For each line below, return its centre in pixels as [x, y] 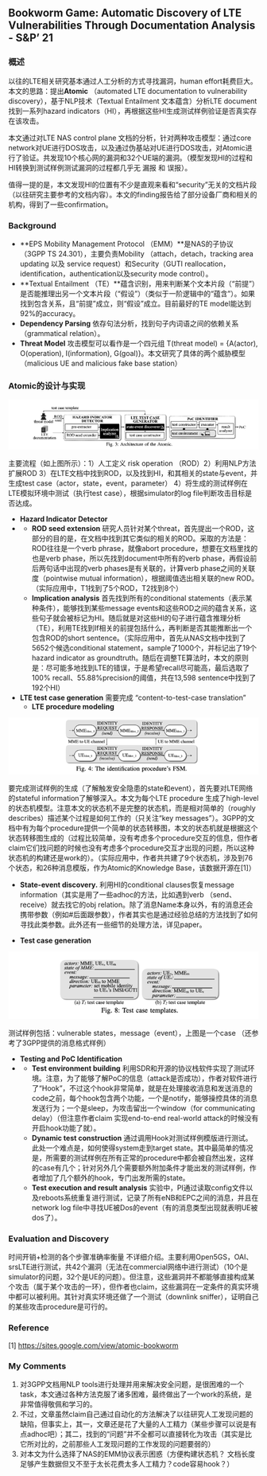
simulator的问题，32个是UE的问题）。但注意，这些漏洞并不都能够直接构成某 [132, 1277]
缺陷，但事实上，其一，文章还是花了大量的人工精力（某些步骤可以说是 [135, 1424]
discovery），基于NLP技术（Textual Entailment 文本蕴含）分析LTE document [133, 101]
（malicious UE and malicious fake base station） [101, 363]
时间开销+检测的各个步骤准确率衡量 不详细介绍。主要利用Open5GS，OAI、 [131, 1257]
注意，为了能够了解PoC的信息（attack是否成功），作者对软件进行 [151, 1079]
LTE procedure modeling [73, 707]
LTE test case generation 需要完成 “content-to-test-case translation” [133, 698]
